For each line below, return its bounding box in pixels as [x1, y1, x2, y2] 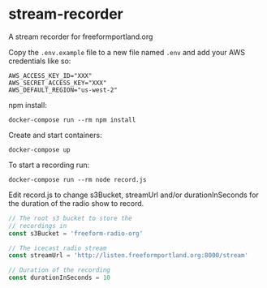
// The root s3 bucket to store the [8, 214, 132, 222]
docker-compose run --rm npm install [8, 115, 136, 124]
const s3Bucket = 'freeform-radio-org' [8, 229, 144, 238]
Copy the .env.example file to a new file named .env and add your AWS [8, 47, 246, 57]
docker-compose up [8, 145, 71, 154]
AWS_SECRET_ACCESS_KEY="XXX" [8, 79, 107, 87]
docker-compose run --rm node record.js [8, 175, 148, 183]
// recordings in [8, 221, 67, 230]
